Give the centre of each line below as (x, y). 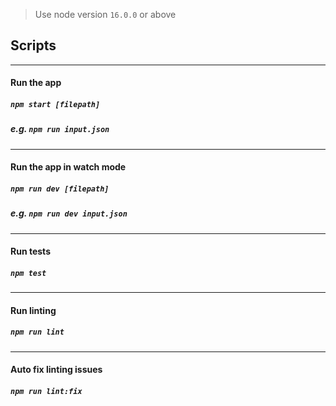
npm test (28, 273)
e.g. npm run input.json (60, 129)
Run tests (30, 251)
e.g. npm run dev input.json (69, 213)
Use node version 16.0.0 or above (105, 14)
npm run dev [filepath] (60, 189)
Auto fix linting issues (56, 370)
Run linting (33, 310)
